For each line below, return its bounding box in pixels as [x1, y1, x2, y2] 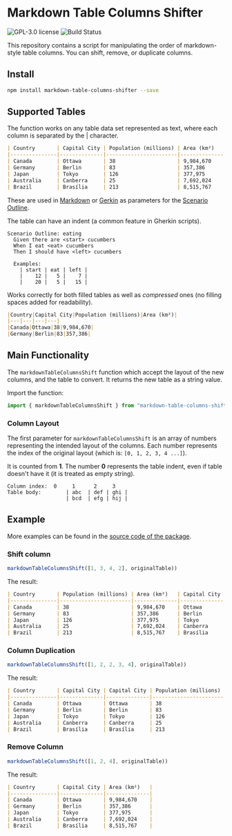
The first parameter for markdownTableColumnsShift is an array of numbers [7, 434, 217, 443]
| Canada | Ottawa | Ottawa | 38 [7, 700, 162, 707]
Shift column [7, 549, 51, 559]
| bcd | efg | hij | [66, 495, 128, 502]
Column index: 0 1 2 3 [7, 483, 116, 490]
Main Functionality [7, 350, 90, 361]
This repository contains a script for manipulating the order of [7, 41, 183, 49]
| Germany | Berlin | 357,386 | [7, 803, 153, 810]
